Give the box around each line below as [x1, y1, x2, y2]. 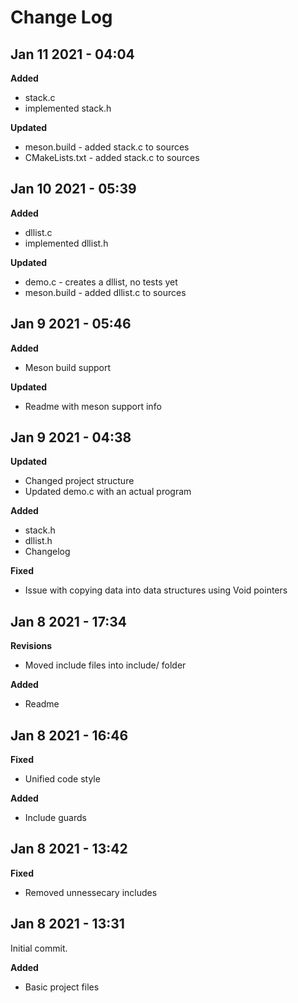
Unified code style [24, 773, 101, 785]
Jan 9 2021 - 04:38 [10, 429, 132, 446]
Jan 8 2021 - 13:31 [10, 916, 125, 933]
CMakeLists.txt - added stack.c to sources [24, 152, 200, 163]
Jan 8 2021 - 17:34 [10, 613, 127, 630]
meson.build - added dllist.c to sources [24, 286, 187, 298]
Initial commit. [10, 942, 68, 954]
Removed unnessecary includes [24, 886, 158, 898]
